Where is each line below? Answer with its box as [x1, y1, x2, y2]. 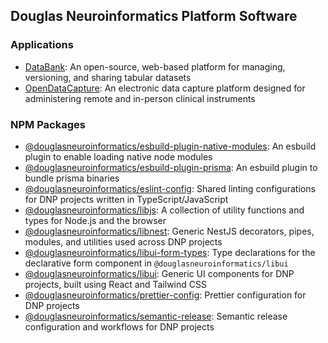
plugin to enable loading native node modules [24, 150, 213, 163]
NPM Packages [10, 117, 86, 131]
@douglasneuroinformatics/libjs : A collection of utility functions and [24, 204, 305, 216]
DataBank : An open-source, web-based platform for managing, [24, 60, 286, 73]
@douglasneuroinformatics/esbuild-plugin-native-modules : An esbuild [24, 140, 317, 152]
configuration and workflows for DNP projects [24, 320, 215, 333]
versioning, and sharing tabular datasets [24, 71, 192, 83]
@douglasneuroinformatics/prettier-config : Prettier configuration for [24, 289, 307, 301]
